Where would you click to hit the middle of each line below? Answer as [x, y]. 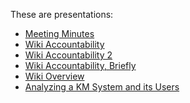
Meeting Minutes [59, 33]
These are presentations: [62, 14]
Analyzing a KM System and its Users [102, 87]
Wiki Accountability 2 [68, 55]
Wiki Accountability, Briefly [80, 65]
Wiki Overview [54, 76]
